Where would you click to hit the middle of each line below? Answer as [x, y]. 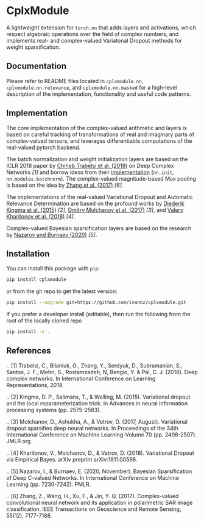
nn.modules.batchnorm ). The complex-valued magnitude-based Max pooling [101, 178]
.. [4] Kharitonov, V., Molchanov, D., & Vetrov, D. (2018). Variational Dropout [100, 453]
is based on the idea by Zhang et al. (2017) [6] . [65, 185]
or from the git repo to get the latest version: [62, 291]
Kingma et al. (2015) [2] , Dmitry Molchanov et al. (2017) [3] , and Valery [95, 210]
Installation [28, 254]
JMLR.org [19, 441]
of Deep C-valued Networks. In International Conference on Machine [93, 477]
